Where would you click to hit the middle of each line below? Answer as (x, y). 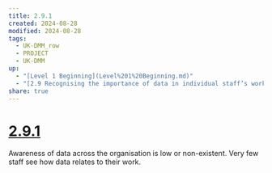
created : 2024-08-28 (43, 23)
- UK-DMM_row (38, 46)
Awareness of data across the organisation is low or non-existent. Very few (134, 154)
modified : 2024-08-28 (45, 31)
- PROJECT (32, 53)
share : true (28, 91)
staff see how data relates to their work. (75, 162)
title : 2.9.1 (30, 16)
